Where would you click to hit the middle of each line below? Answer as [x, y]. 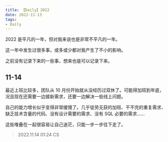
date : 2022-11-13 [24, 15]
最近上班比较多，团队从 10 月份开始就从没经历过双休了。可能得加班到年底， [85, 90]
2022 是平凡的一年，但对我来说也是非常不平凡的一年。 [63, 39]
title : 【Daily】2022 [27, 10]
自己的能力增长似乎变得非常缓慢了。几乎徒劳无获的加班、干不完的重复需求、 [86, 107]
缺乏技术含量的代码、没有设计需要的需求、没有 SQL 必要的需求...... [75, 114]
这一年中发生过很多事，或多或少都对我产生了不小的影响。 [65, 50]
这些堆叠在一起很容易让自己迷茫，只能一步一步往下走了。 [65, 125]
